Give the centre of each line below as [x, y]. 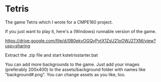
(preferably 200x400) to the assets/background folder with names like [75, 69]
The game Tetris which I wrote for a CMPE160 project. [59, 22]
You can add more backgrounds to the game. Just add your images [72, 64]
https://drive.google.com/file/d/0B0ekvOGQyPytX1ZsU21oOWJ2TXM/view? [80, 41]
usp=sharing [18, 46]
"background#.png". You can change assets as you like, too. [65, 74]
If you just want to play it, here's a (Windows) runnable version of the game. [81, 31]
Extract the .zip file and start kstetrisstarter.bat [51, 55]
